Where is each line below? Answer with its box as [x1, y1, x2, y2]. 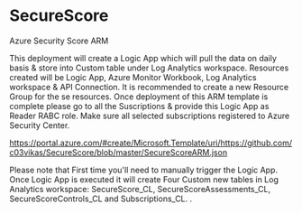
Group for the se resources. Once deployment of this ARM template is [9, 91, 269, 102]
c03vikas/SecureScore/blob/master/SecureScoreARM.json [9, 146, 228, 158]
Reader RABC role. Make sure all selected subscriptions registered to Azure [9, 110, 290, 121]
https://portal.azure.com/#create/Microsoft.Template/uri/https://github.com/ [9, 137, 293, 148]
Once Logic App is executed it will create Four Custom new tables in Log [9, 173, 279, 185]
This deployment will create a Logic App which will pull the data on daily [9, 52, 278, 63]
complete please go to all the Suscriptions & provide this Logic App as [9, 100, 270, 111]
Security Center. [9, 119, 70, 131]
